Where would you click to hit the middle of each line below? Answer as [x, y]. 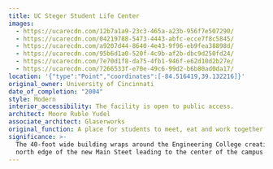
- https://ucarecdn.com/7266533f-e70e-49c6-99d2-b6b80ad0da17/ [125, 69]
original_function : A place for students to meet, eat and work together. [138, 129]
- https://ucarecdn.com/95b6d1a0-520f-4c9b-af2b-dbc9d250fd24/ [125, 54]
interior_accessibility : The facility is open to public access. [121, 106]
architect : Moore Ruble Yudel [60, 115]
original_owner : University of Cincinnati [81, 84]
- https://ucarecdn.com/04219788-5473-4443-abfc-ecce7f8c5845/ [125, 39]
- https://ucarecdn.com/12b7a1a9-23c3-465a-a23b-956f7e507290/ [125, 31]
